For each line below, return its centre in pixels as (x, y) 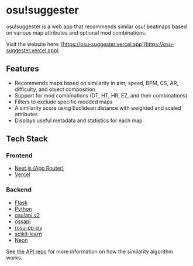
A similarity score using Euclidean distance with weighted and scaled (98, 108)
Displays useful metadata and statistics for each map (78, 120)
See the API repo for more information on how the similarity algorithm (90, 251)
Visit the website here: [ (35, 44)
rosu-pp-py (28, 227)
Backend (19, 190)
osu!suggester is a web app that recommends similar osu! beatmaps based (96, 26)
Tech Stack (27, 139)
